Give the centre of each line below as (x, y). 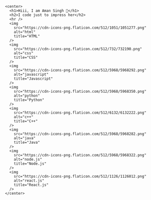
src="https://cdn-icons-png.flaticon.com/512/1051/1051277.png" (80, 28)
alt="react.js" (29, 181)
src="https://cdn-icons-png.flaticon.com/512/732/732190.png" (78, 49)
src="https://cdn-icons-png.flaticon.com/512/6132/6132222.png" (80, 113)
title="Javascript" (34, 79)
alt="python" (27, 96)
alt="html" (25, 32)
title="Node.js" (30, 164)
